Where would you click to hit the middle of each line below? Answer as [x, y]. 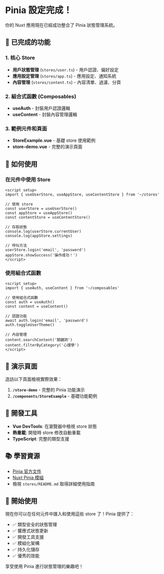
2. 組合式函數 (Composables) [41, 96]
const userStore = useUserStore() [41, 208]
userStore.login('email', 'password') [45, 250]
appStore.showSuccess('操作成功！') [41, 255]
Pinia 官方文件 [27, 471]
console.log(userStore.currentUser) [43, 231]
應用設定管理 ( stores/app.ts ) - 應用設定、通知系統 [64, 76]
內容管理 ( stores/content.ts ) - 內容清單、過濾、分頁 [66, 82]
